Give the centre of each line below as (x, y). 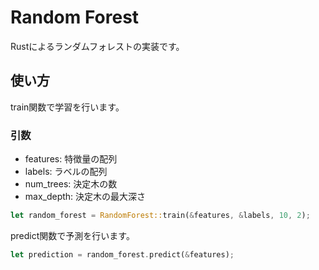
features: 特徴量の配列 (71, 159)
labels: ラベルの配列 (66, 172)
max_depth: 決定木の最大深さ (85, 197)
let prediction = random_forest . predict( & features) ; (122, 254)
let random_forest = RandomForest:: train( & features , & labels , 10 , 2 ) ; (160, 216)
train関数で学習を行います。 (67, 107)
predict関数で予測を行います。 (72, 235)
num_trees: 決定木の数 (71, 184)
